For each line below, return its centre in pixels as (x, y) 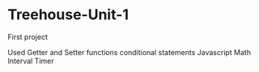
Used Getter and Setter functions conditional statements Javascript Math (129, 52)
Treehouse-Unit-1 (68, 15)
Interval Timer (31, 61)
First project (28, 37)
